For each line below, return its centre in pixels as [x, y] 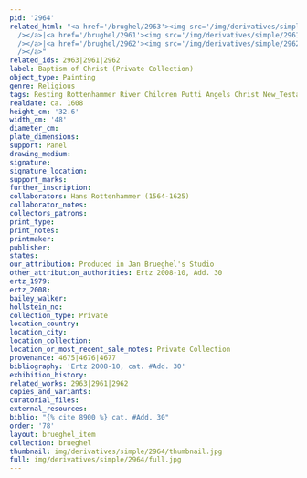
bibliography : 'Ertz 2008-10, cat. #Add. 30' [97, 366]
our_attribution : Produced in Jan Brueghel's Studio [112, 265]
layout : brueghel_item [53, 434]
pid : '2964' [32, 18]
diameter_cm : [34, 129]
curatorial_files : [44, 400]
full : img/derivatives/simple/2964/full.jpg [95, 460]
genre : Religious [42, 86]
